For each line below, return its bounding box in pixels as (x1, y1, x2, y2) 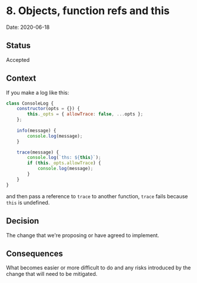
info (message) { (16, 128, 57, 134)
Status (6, 41, 31, 51)
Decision (6, 216, 39, 226)
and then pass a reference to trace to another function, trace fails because (6, 192, 188, 199)
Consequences (6, 248, 64, 258)
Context (6, 74, 36, 84)
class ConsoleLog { (6, 100, 54, 106)
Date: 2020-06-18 (6, 24, 50, 31)
